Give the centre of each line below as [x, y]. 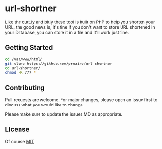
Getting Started [29, 48]
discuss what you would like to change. [45, 105]
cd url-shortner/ [23, 68]
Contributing [25, 88]
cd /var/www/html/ [24, 59]
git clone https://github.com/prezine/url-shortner [59, 64]
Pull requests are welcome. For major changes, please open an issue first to [81, 100]
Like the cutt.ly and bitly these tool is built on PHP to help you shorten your [80, 22]
